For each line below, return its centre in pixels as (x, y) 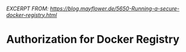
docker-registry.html (32, 15)
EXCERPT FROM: (27, 8)
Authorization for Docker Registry (93, 39)
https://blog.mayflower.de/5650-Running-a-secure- (115, 8)
